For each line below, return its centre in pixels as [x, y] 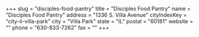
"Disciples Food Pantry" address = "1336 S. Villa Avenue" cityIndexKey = [96, 15]
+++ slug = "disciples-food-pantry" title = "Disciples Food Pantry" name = [98, 9]
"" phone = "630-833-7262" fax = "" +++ [57, 27]
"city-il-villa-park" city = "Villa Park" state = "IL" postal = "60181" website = [99, 21]
